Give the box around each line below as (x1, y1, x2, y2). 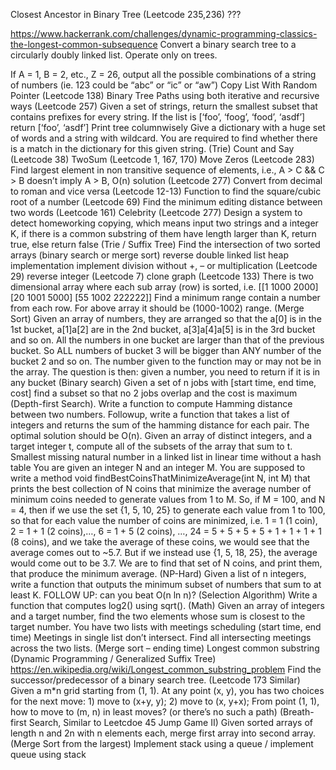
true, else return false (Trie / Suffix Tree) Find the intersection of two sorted (10, 239, 321, 250)
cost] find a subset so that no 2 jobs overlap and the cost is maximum (10, 387, 298, 399)
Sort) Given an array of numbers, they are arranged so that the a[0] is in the (10, 313, 322, 324)
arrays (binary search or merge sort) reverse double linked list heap (10, 249, 289, 261)
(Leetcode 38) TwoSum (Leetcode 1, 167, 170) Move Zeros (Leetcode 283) (10, 154, 315, 165)
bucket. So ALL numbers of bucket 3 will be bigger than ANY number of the (10, 345, 322, 356)
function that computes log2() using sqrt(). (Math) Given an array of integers (10, 600, 325, 611)
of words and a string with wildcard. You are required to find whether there (10, 132, 318, 144)
